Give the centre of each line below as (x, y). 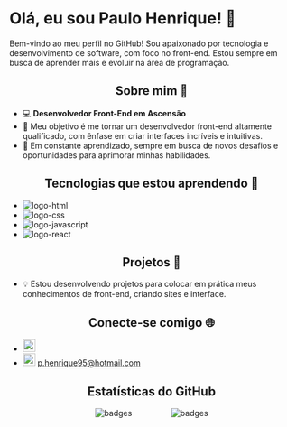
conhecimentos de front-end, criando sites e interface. (124, 294)
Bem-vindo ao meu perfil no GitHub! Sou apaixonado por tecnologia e (139, 43)
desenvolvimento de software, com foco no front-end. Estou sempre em (143, 52)
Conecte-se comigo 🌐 (152, 323)
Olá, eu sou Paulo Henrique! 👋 (123, 19)
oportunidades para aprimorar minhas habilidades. (116, 155)
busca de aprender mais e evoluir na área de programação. (120, 62)
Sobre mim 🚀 (152, 91)
